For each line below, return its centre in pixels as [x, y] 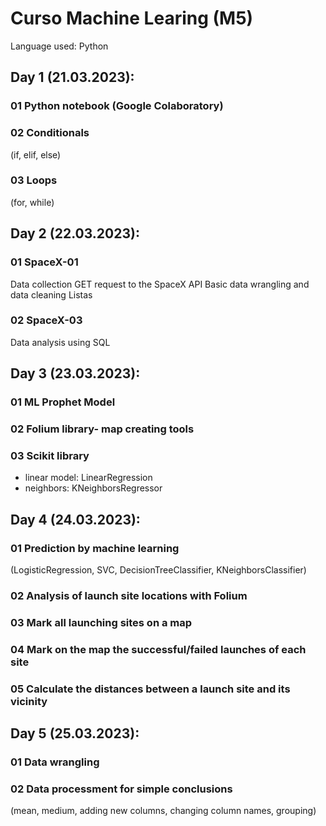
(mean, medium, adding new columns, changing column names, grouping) [163, 811]
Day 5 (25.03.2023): [75, 733]
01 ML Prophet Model [63, 402]
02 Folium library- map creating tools [102, 429]
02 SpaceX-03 [46, 320]
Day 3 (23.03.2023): [75, 373]
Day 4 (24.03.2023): [75, 519]
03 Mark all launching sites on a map [101, 622]
